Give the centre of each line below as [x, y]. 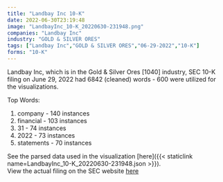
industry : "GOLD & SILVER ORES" [54, 39]
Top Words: [24, 100]
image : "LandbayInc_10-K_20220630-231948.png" [75, 26]
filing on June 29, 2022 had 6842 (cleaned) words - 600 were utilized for [112, 79]
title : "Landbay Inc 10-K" [46, 13]
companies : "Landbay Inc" [44, 33]
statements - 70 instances [54, 143]
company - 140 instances [53, 113]
